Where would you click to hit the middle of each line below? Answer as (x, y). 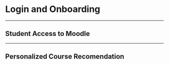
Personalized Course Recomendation (65, 57)
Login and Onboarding (53, 9)
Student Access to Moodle (48, 34)
